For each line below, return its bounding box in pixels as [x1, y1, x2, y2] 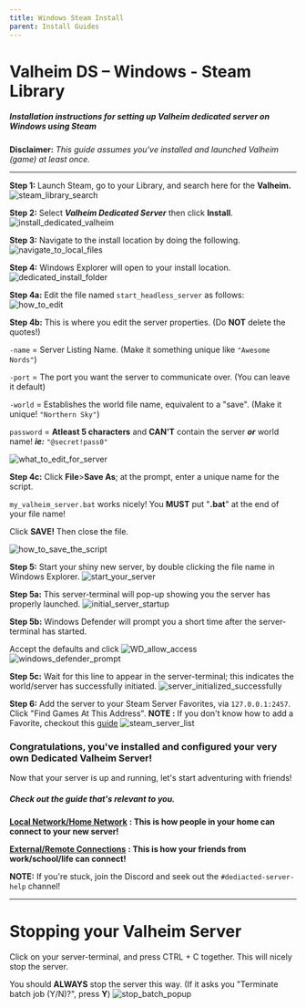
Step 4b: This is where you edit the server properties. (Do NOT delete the [9, 317, 286, 327]
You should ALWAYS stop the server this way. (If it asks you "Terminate [9, 978, 279, 990]
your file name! [9, 508, 66, 519]
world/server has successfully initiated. [9, 681, 158, 691]
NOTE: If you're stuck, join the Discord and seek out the [9, 870, 219, 881]
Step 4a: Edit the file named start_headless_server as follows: [9, 289, 245, 300]
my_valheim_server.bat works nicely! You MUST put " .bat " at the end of [9, 498, 280, 509]
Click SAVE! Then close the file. [9, 525, 129, 536]
